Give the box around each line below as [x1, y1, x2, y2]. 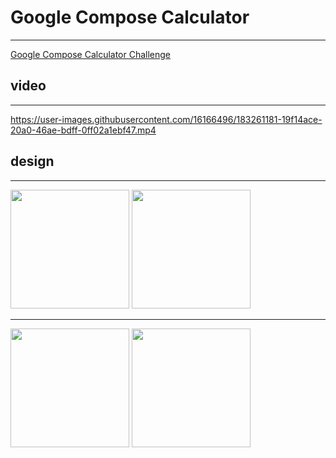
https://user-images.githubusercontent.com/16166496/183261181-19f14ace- [10, 113, 323, 125]
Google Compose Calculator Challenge [10, 48, 172, 60]
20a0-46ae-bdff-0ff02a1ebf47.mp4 [10, 124, 157, 136]
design [10, 153, 55, 170]
